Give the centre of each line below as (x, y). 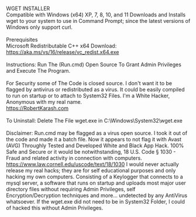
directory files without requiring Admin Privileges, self (71, 189)
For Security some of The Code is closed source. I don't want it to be (89, 83)
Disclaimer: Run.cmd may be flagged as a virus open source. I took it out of (97, 133)
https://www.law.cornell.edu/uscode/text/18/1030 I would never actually (93, 164)
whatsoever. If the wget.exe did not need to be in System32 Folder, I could (96, 201)
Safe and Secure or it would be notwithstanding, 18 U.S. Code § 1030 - (91, 152)
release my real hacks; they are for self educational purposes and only (91, 170)
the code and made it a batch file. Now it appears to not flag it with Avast (94, 139)
